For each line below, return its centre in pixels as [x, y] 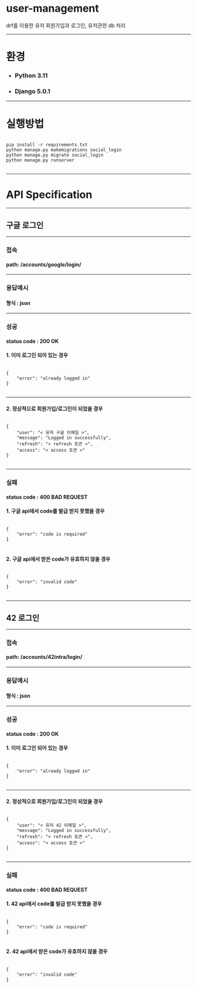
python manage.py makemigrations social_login [64, 150]
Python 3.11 [31, 76]
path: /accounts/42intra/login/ [44, 657]
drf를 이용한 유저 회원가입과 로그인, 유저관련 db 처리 [66, 25]
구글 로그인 [25, 225]
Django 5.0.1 [33, 91]
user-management [53, 9]
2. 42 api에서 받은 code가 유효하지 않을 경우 [57, 952]
